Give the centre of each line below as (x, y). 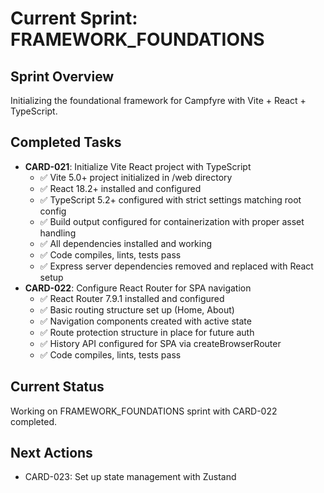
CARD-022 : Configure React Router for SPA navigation (138, 288)
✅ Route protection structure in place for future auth (147, 332)
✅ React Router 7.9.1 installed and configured (132, 298)
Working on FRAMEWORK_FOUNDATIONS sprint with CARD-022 (144, 411)
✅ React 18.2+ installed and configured (120, 188)
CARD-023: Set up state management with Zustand (130, 477)
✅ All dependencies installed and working (126, 243)
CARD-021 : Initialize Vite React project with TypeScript (138, 166)
